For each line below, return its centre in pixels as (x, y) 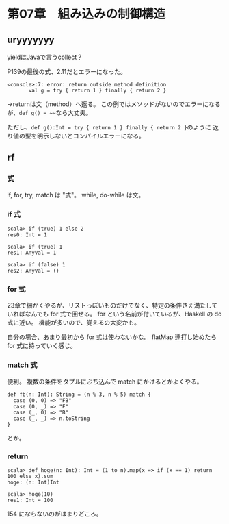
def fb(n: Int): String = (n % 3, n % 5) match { (79, 395)
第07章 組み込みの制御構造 (86, 14)
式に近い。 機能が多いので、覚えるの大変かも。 (73, 323)
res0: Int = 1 (27, 235)
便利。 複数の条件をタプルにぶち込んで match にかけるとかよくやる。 (105, 382)
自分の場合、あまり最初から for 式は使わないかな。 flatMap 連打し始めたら (112, 337)
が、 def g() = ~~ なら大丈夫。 (50, 113)
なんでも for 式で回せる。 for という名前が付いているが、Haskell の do (123, 314)
